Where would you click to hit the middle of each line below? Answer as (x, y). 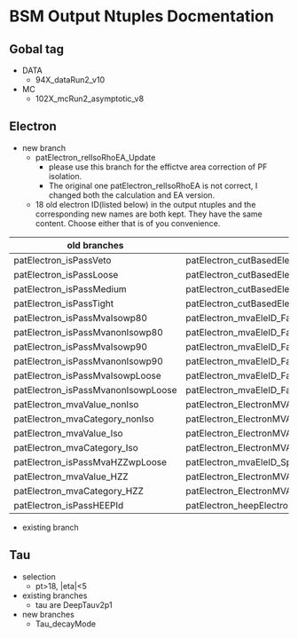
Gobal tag (37, 49)
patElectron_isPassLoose (66, 274)
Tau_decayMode (65, 624)
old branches (95, 245)
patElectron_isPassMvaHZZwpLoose (90, 461)
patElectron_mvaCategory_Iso (76, 447)
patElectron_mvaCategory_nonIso (84, 419)
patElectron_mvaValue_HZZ (71, 477)
